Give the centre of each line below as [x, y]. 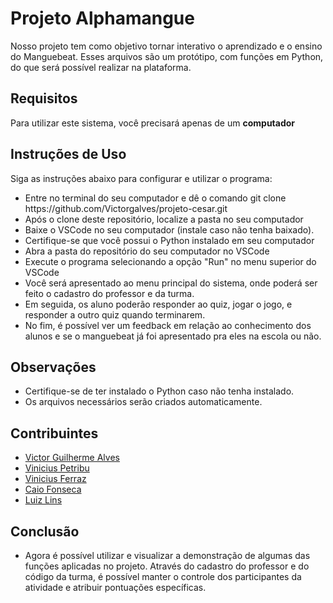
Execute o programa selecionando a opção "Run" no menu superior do [170, 261]
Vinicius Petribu [57, 468]
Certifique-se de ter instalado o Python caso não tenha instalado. [159, 391]
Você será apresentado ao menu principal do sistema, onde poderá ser [171, 283]
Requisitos [44, 98]
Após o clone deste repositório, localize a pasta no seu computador [164, 219]
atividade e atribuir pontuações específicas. [115, 587]
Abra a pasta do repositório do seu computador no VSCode [147, 251]
